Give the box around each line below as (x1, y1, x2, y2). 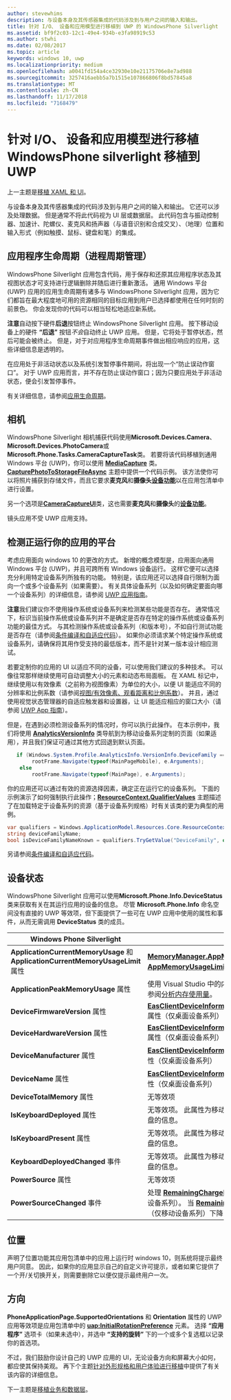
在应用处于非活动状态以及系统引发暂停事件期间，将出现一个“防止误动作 (7, 359, 209, 368)
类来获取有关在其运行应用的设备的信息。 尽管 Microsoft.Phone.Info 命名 (7, 901, 213, 909)
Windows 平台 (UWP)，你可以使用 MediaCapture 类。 (7, 459, 162, 468)
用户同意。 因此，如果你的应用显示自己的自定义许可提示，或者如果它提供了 (7, 1263, 220, 1270)
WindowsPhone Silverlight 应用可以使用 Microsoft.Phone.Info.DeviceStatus (7, 892, 223, 900)
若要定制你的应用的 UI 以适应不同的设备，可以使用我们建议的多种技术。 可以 (7, 663, 223, 671)
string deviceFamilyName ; (7, 830, 81, 837)
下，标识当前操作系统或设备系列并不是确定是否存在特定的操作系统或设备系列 (7, 614, 224, 622)
